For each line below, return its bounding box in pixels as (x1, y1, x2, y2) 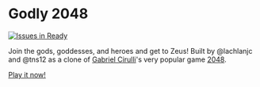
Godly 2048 (8, 5, 89, 23)
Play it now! (8, 70, 46, 79)
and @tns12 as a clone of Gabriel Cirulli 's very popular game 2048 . (8, 55, 227, 64)
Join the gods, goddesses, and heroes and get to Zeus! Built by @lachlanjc (8, 46, 253, 55)
